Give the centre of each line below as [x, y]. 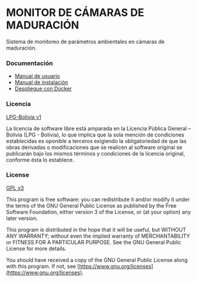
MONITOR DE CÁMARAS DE [75, 13]
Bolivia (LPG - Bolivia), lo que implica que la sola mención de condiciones [95, 134]
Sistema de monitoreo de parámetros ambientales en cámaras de [86, 41]
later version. [22, 218]
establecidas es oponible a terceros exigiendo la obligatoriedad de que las [96, 141]
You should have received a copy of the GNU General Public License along [97, 260]
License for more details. [36, 248]
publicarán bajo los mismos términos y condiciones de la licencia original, [96, 153]
